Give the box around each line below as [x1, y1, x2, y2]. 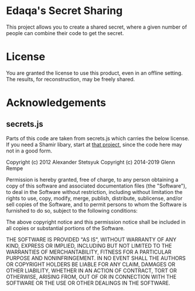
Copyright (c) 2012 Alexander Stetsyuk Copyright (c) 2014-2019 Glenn [6, 158, 176, 165]
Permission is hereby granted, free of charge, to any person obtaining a [6, 176, 179, 183]
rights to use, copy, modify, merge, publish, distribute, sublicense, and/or [6, 195, 183, 202]
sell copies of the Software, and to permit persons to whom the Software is [6, 200, 187, 208]
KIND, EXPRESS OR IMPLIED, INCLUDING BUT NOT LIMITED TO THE [6, 242, 172, 249]
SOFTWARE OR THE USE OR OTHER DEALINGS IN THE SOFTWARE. [6, 279, 170, 286]
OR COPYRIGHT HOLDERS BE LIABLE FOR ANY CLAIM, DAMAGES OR [6, 261, 176, 268]
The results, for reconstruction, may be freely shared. [6, 75, 135, 82]
